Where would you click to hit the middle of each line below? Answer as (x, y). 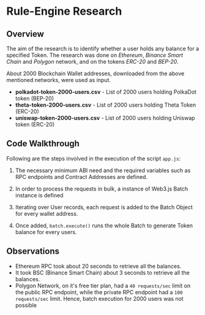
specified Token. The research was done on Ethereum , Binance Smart (95, 55)
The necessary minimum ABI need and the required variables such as (103, 170)
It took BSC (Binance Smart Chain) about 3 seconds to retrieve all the (102, 272)
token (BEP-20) (34, 98)
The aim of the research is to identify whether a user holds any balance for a (103, 48)
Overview (25, 34)
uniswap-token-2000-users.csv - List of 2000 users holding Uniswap (105, 118)
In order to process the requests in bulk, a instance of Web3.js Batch (102, 189)
